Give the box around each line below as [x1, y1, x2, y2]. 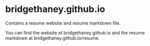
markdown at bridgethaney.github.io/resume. [5, 35, 100, 41]
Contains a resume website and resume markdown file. [5, 20, 121, 26]
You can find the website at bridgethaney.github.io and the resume [5, 29, 145, 35]
